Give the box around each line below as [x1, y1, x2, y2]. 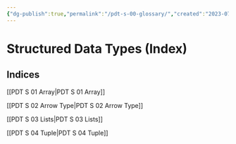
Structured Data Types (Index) [6, 40, 187, 56]
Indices [6, 68, 40, 81]
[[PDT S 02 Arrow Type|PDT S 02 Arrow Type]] [6, 101, 144, 109]
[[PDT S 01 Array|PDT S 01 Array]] [6, 88, 106, 96]
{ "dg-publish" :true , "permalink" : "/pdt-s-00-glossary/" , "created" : [6, 10, 206, 18]
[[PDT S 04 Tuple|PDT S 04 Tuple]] [6, 128, 108, 137]
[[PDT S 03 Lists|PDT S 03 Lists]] [6, 114, 104, 124]
